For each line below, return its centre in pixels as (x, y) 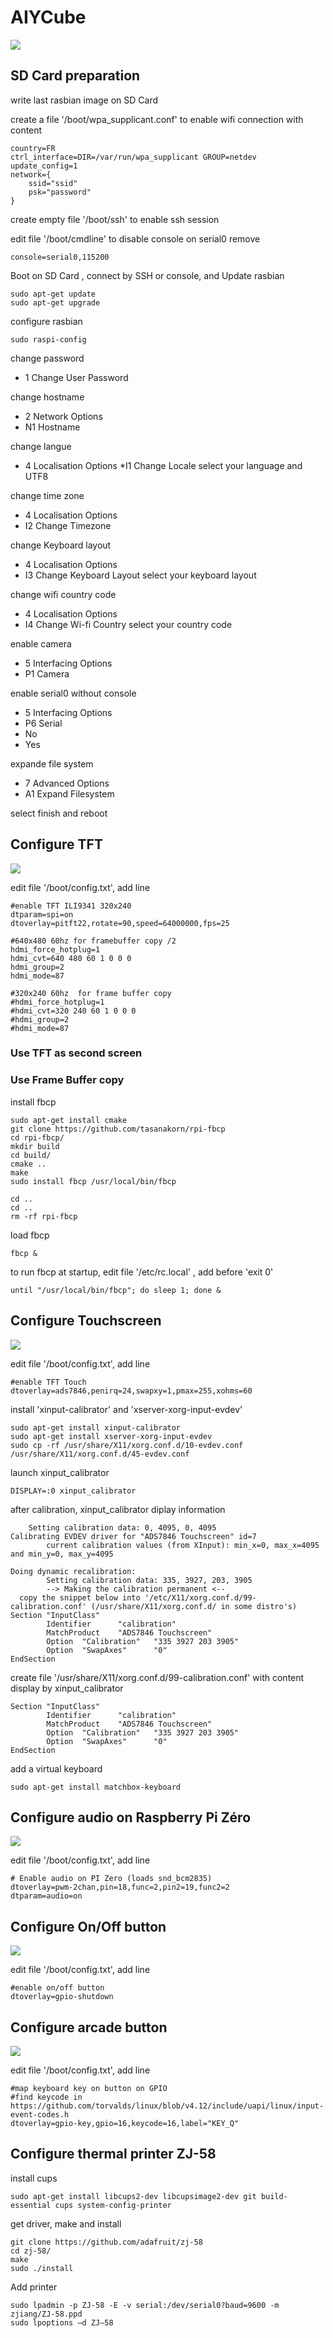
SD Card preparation (75, 76)
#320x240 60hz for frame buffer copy (91, 993)
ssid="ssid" (53, 183)
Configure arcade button (89, 2027)
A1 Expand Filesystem (69, 793)
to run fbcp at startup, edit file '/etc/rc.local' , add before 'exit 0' (142, 1272)
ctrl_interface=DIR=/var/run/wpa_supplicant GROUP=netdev (133, 157)
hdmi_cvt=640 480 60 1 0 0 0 (71, 958)
